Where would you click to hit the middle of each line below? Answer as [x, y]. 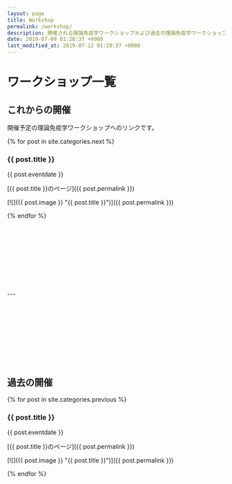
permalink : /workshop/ [40, 26]
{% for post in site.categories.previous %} [67, 400]
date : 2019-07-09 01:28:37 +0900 [55, 39]
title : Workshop [30, 20]
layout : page [26, 13]
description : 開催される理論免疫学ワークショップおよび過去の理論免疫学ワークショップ [117, 33]
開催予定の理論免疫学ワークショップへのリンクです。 [83, 128]
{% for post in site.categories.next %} [61, 141]
